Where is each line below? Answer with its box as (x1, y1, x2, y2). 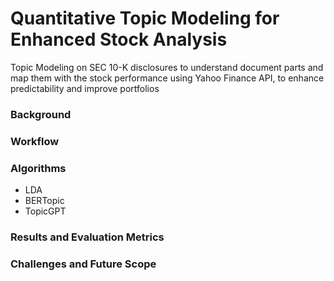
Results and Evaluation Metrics (10, 230, 165, 244)
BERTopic (24, 195, 65, 207)
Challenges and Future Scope (10, 257, 157, 271)
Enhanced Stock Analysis (10, 28, 228, 51)
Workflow (10, 134, 60, 148)
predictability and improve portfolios (10, 82, 160, 94)
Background (10, 107, 72, 121)
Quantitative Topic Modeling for (10, 7, 280, 30)
